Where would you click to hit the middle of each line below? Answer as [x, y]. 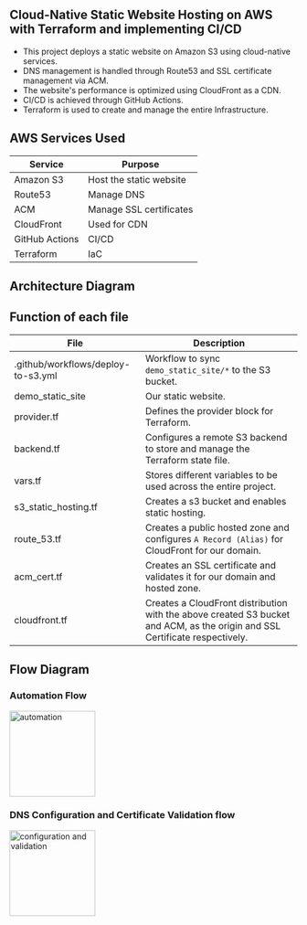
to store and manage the [197, 449]
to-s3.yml [36, 376]
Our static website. [185, 396]
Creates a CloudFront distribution [216, 602]
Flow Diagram [49, 670]
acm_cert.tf [38, 577]
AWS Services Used [68, 138]
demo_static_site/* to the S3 [208, 369]
